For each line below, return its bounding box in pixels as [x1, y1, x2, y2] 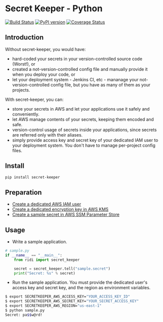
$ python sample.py [5, 308, 45, 313]
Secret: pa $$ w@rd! [5, 312, 43, 317]
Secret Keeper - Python [5, 3, 103, 14]
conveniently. [12, 111, 40, 117]
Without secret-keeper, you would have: [5, 46, 86, 52]
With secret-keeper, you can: [5, 96, 64, 102]
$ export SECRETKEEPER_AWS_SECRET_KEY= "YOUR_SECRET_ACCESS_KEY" [5, 299, 139, 304]
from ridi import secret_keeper [14, 257, 80, 262]
